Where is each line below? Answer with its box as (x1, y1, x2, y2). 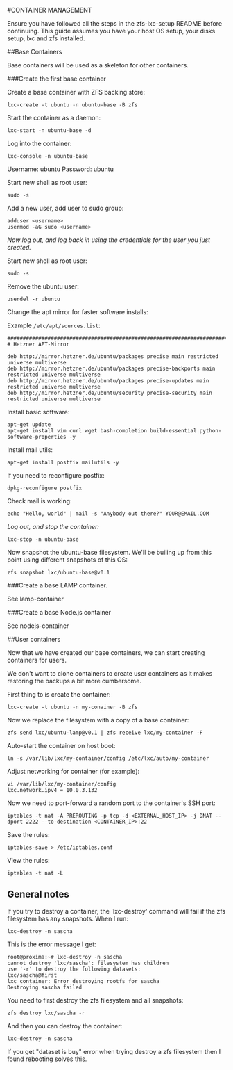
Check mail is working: (7, 497, 72, 505)
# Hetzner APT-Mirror (7, 341, 70, 348)
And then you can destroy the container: (7, 1021, 123, 1030)
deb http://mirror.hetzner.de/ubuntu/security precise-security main (7, 389, 213, 396)
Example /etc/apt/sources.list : (7, 321, 101, 330)
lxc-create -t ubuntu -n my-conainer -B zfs (7, 704, 138, 711)
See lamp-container (7, 594, 64, 603)
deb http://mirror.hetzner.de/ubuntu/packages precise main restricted (7, 353, 218, 360)
